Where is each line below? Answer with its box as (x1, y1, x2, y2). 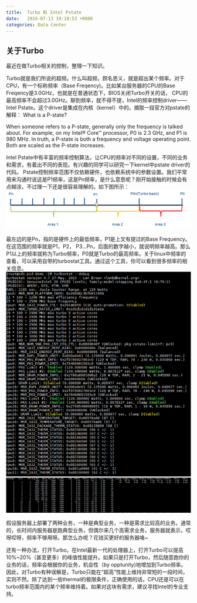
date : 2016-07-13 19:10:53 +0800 (6, 15, 93, 22)
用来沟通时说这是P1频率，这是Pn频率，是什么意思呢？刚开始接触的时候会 (6, 176, 182, 183)
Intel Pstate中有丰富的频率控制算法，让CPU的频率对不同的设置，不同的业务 (6, 154, 188, 161)
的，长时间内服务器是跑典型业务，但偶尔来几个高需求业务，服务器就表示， (6, 527, 186, 534)
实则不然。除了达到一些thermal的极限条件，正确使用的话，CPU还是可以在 (6, 576, 185, 583)
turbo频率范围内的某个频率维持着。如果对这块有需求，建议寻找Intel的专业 (6, 583, 184, 590)
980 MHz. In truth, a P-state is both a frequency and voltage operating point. (6, 135, 191, 143)
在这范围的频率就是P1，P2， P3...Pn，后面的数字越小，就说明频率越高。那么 (6, 243, 191, 250)
